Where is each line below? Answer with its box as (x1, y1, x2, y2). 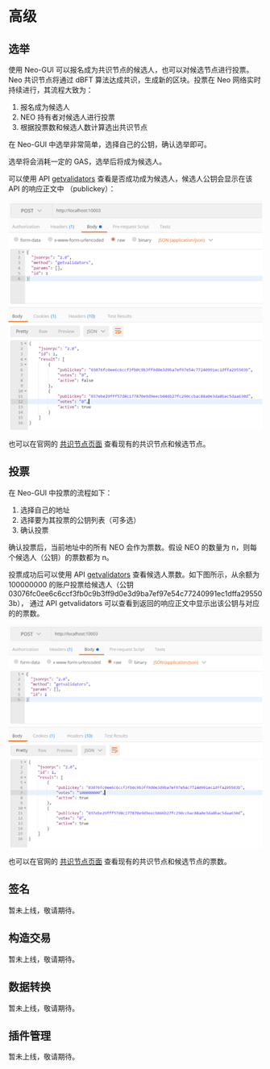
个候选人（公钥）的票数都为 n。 (8, 552, 114, 562)
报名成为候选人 (19, 102, 70, 111)
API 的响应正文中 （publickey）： (8, 184, 116, 194)
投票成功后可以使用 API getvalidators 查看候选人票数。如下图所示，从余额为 (8, 570, 260, 579)
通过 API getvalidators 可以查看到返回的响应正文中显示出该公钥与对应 (29, 598, 260, 608)
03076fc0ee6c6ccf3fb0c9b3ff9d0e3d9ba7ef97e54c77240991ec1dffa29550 (8, 588, 263, 598)
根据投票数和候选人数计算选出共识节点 (19, 123, 147, 132)
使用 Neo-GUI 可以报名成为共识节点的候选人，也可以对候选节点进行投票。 (8, 65, 254, 74)
